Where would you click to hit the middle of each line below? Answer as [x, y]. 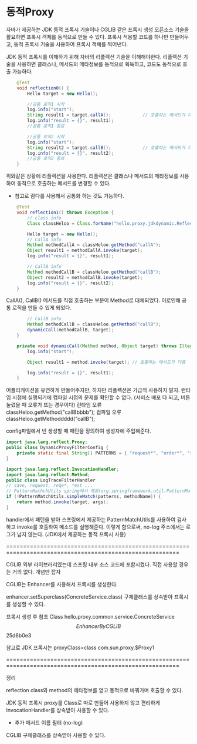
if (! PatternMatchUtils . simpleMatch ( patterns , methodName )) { [84, 497]
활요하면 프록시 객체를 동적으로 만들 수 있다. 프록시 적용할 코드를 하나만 [87, 36]
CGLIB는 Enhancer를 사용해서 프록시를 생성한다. [62, 584]
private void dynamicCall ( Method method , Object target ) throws [97, 346]
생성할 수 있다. [29, 604]
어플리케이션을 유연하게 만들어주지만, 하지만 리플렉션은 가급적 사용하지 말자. [93, 390]
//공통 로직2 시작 [46, 137]
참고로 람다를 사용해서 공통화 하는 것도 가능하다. [69, 196]
